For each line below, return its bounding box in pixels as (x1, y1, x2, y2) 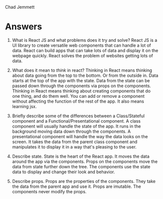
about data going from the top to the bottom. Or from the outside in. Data (12, 72, 159, 78)
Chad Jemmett (5, 4, 35, 10)
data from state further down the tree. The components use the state (12, 163, 151, 169)
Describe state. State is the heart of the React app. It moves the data (12, 153, 150, 159)
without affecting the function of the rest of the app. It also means (12, 98, 145, 104)
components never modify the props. (12, 188, 87, 194)
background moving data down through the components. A (12, 128, 131, 134)
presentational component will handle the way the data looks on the (12, 133, 148, 139)
